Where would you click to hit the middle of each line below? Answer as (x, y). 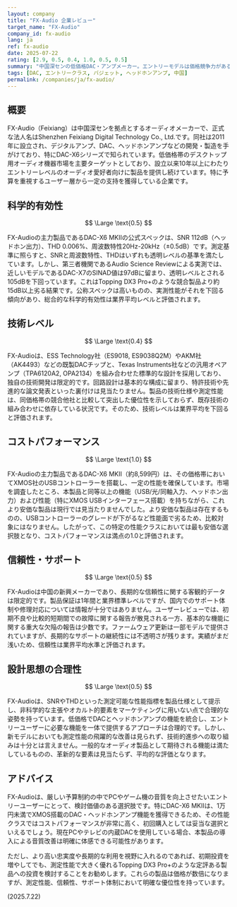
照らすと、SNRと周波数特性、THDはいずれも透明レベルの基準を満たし (122, 255)
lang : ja (20, 40)
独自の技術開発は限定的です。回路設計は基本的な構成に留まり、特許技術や (115, 382)
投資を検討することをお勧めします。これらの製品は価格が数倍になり (124, 874)
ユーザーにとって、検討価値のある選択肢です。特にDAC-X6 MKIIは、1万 (122, 806)
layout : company (31, 14)
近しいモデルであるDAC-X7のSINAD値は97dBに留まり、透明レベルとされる (116, 273)
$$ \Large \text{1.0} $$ (119, 459)
